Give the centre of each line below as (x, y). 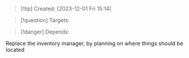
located (15, 50)
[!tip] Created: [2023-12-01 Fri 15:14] (66, 9)
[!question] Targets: (45, 20)
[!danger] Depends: (45, 32)
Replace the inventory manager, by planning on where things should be (94, 43)
